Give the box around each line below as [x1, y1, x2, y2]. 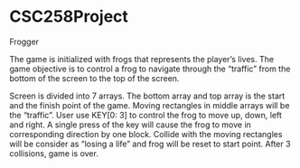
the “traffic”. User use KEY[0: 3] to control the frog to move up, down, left [9, 109, 283, 120]
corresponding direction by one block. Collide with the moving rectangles [9, 128, 283, 139]
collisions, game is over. [9, 147, 99, 159]
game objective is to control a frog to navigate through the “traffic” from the [9, 63, 291, 74]
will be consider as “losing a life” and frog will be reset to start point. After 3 [9, 138, 291, 149]
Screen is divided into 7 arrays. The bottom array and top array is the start [9, 90, 286, 101]
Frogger [9, 36, 39, 47]
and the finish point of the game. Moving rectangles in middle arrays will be [9, 99, 290, 110]
